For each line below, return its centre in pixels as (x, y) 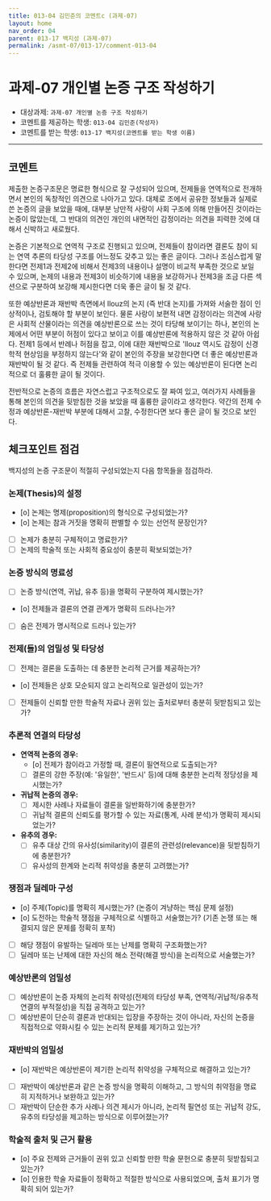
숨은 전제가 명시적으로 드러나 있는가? (78, 626)
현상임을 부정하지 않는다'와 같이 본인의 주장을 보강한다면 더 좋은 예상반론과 (140, 354)
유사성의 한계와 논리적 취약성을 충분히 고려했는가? (110, 865)
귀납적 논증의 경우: (49, 794)
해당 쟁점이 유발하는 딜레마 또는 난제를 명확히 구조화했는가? (113, 945)
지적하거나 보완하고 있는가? (72, 1096)
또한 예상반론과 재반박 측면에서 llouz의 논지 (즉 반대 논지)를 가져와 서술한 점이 (130, 303)
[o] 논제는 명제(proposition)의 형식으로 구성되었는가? (104, 512)
